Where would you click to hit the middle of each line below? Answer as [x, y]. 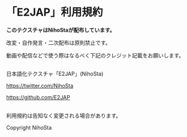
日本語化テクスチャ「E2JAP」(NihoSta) [55, 74]
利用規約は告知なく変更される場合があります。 [64, 115]
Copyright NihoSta [29, 127]
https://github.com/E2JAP [38, 98]
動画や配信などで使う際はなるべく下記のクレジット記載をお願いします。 [95, 55]
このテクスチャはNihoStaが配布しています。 [61, 30]
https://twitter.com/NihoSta [40, 86]
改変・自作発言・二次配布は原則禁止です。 [58, 42]
